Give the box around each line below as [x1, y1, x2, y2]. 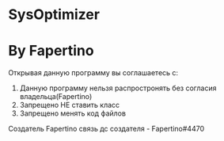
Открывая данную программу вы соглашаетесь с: [8, 68, 179, 78]
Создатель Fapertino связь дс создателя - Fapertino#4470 [8, 124, 204, 134]
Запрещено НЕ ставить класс [19, 101, 120, 110]
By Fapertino [8, 42, 94, 60]
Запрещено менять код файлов [19, 109, 127, 118]
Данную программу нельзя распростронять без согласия [19, 83, 217, 93]
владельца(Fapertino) [19, 92, 93, 101]
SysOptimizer [8, 6, 101, 24]
